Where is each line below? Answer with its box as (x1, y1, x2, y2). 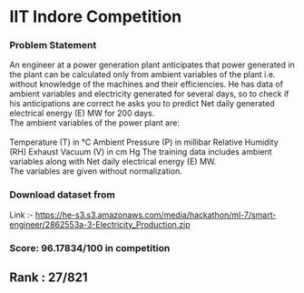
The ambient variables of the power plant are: (9, 117, 180, 128)
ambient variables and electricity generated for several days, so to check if (9, 88, 289, 99)
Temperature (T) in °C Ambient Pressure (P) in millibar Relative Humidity (9, 136, 279, 147)
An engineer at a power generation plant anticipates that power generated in (9, 59, 295, 70)
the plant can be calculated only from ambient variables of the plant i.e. (9, 69, 276, 80)
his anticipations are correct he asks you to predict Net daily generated (9, 98, 275, 109)
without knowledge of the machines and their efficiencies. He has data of (9, 79, 284, 90)
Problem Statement (9, 39, 97, 52)
